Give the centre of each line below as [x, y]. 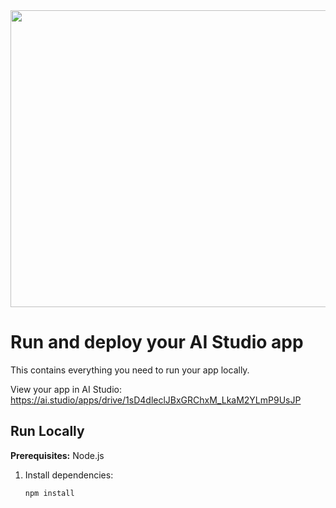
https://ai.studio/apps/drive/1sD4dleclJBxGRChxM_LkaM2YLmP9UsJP [156, 400]
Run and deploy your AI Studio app [157, 342]
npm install [49, 493]
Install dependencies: [69, 475]
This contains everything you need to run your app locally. [130, 370]
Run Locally [47, 431]
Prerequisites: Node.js [57, 455]
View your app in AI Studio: [66, 389]
